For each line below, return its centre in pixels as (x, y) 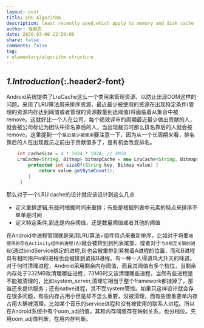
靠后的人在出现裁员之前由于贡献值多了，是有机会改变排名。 (81, 142)
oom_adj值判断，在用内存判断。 (51, 318)
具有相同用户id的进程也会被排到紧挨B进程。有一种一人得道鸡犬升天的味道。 (101, 258)
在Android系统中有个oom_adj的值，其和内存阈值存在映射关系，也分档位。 (99, 311)
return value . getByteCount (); (77, 171)
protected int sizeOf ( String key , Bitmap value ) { (93, 165)
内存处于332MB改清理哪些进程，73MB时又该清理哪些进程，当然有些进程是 (100, 273)
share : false (23, 40)
